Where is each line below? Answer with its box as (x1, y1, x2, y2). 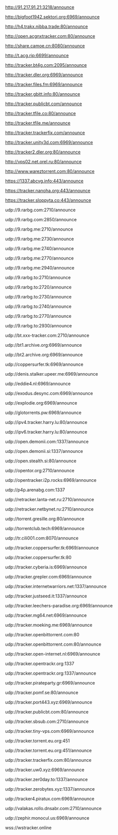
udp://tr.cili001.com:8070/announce (5, 535, 79, 541)
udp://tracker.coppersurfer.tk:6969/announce (5, 545, 99, 551)
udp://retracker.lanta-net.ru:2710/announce (5, 497, 95, 502)
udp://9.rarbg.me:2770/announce (5, 255, 74, 261)
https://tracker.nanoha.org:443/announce (5, 188, 91, 193)
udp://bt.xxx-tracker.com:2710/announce (5, 332, 90, 338)
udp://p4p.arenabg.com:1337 (5, 487, 65, 493)
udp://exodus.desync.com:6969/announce (5, 391, 93, 396)
